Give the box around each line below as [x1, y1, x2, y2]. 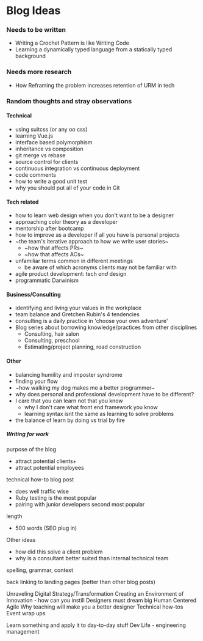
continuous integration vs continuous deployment [15, 165, 140, 172]
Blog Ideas [6, 4, 61, 18]
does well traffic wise [15, 487, 69, 495]
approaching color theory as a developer [15, 218, 118, 226]
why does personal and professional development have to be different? [15, 390, 194, 398]
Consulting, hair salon [24, 330, 79, 338]
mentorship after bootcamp [15, 224, 84, 232]
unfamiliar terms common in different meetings [15, 258, 133, 265]
